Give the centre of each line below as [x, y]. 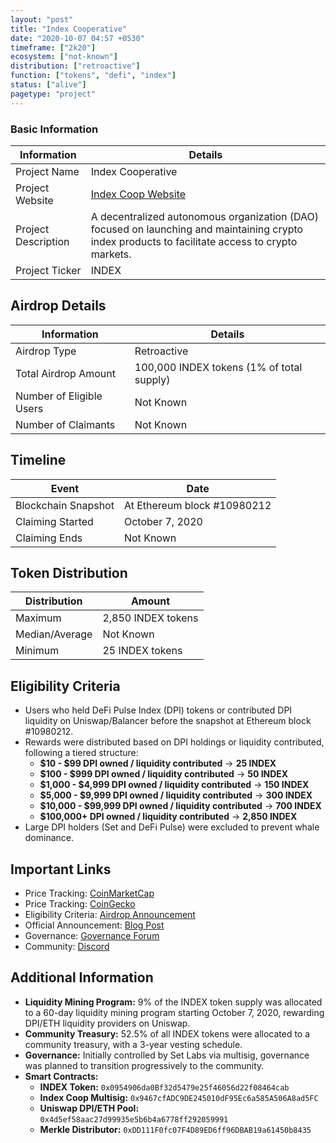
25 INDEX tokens [142, 651]
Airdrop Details [58, 306]
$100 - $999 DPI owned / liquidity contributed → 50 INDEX [164, 774]
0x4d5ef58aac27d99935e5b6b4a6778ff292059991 [134, 1119]
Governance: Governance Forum [92, 935]
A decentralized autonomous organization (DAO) [205, 216]
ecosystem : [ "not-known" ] [64, 57]
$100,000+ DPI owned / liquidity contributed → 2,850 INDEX [168, 817]
